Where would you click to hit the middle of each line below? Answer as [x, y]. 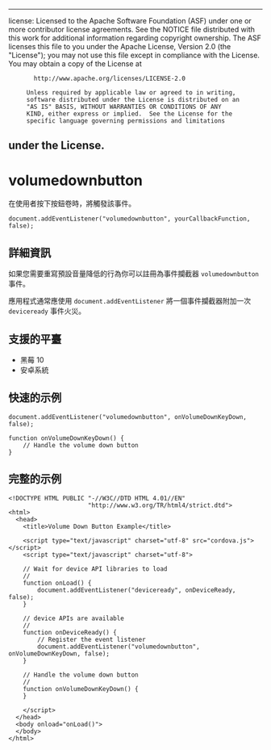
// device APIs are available [74, 618]
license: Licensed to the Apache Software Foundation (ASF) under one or [130, 21]
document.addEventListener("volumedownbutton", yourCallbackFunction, [129, 219]
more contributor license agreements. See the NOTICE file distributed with [132, 29]
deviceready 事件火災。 [47, 311]
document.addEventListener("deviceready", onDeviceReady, [137, 590]
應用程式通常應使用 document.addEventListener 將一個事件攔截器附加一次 [130, 301]
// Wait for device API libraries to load [95, 569]
